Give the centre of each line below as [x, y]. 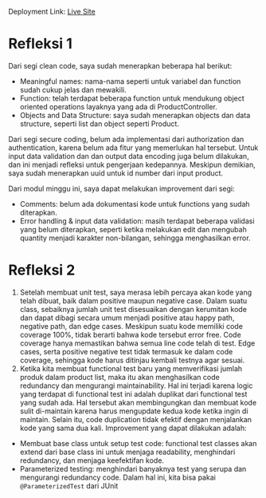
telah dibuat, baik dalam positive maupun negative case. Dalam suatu [133, 300]
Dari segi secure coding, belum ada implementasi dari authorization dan [126, 139]
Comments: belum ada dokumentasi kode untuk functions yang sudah [135, 204]
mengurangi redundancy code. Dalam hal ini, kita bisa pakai [118, 477]
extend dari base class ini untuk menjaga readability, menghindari [127, 452]
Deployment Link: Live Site [52, 12]
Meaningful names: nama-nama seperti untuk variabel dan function [130, 81]
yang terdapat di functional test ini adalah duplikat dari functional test [133, 393]
